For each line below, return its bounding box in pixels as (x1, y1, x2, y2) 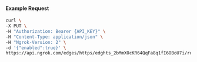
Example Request (5, 5, 49, 12)
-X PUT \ (5, 23, 27, 29)
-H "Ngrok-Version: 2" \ (5, 39, 66, 45)
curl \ (5, 18, 22, 23)
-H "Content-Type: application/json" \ (5, 34, 103, 40)
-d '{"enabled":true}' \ (5, 44, 66, 51)
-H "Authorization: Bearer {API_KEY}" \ (5, 28, 106, 35)
